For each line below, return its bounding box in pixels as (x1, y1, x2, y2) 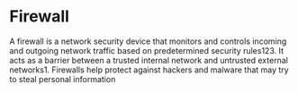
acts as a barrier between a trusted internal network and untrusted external (9, 55, 288, 65)
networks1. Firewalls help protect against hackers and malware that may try (9, 64, 290, 75)
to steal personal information (9, 73, 116, 84)
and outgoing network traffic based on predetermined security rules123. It (9, 45, 284, 55)
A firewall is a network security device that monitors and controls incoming (9, 36, 287, 46)
